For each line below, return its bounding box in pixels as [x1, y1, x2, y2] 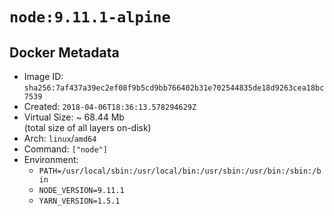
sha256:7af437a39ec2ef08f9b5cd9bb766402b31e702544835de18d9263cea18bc [23, 83, 325, 93]
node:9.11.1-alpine [9, 8, 171, 27]
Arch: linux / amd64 [23, 133, 97, 144]
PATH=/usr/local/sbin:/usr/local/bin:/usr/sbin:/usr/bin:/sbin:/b [38, 166, 322, 176]
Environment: [23, 154, 79, 165]
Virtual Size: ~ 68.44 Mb [23, 111, 125, 123]
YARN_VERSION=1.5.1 [38, 196, 121, 206]
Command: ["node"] [23, 143, 108, 155]
